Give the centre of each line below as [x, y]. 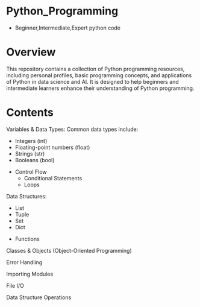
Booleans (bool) [35, 160]
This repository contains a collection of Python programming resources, [95, 69]
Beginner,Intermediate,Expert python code [68, 28]
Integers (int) [31, 141]
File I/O [15, 285]
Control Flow [31, 172]
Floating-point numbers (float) [52, 147]
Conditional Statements [53, 178]
